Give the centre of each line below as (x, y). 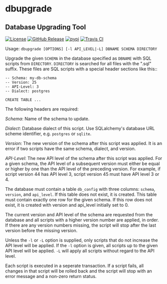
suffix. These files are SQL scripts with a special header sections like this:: (81, 69)
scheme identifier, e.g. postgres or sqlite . (48, 134)
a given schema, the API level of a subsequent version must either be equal (83, 163)
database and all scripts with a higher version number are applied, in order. (82, 220)
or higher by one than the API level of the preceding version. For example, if (83, 169)
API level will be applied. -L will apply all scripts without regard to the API (80, 251)
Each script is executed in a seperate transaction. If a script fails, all (74, 266)
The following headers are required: (42, 109)
